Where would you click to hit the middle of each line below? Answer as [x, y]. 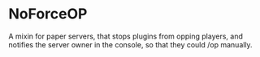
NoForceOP [48, 14]
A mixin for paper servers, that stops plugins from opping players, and [126, 36]
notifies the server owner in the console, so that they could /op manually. [131, 44]
